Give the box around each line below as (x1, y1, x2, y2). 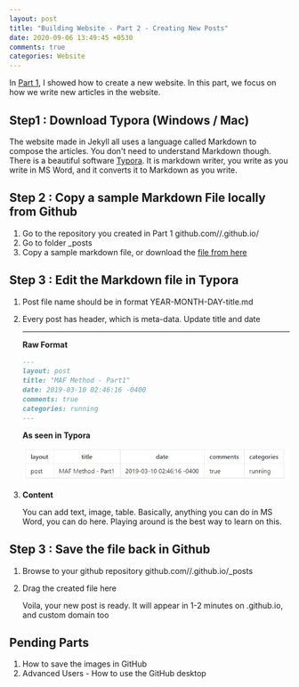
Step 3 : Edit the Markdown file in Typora (9, 272, 239, 288)
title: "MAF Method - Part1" (21, 376, 131, 385)
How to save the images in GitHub (21, 659, 148, 669)
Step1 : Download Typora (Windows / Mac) (9, 112, 249, 128)
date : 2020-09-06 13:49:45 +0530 (9, 33, 133, 42)
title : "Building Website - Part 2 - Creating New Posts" (9, 23, 229, 33)
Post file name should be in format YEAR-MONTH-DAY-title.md (21, 296, 254, 307)
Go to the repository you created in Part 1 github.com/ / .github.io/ (21, 228, 260, 238)
